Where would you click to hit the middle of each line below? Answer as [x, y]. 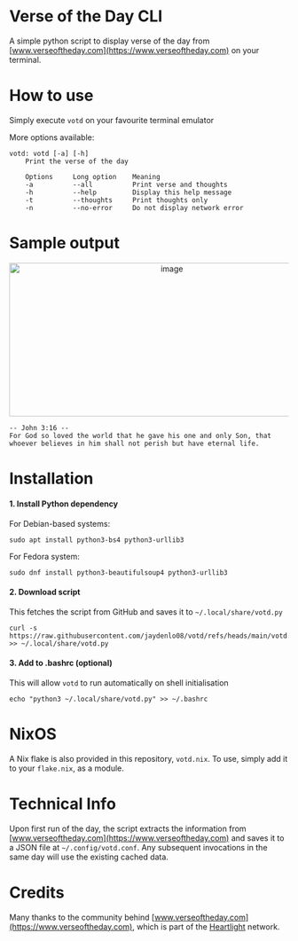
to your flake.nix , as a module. [67, 768]
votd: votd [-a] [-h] [49, 153]
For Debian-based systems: [60, 523]
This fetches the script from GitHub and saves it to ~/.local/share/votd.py [146, 612]
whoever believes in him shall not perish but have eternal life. [134, 444]
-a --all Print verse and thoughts [126, 184]
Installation [51, 478]
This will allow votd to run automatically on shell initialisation [119, 682]
